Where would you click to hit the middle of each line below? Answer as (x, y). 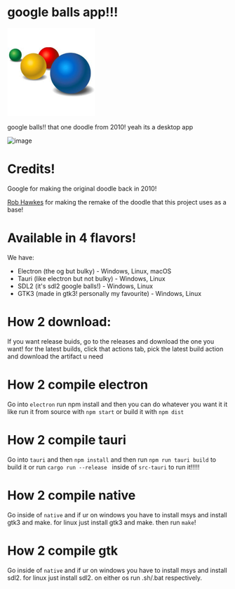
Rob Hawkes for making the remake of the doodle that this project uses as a (117, 202)
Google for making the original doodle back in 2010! (82, 188)
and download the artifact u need (55, 356)
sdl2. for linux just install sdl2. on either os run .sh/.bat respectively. (105, 578)
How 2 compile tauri (67, 440)
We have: (21, 257)
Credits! (31, 169)
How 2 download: (59, 322)
